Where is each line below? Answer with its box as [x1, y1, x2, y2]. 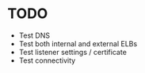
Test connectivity [18, 56, 76, 65]
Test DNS [18, 31, 51, 40]
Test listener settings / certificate [18, 47, 128, 57]
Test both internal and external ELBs [18, 38, 138, 48]
